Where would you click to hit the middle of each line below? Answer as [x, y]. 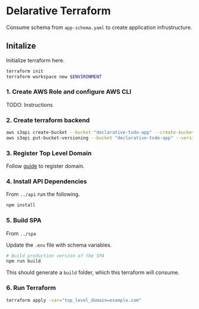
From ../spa [21, 233]
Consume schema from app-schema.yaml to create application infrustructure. [99, 27]
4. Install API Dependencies [46, 181]
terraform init [25, 71]
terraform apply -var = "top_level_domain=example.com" [74, 300]
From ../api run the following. [43, 195]
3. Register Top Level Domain [49, 153]
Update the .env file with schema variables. [59, 245]
